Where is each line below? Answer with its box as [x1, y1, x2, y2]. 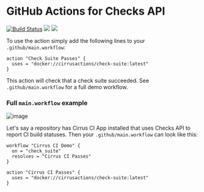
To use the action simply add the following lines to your [6, 37, 145, 44]
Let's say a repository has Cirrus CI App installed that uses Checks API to [6, 124, 191, 132]
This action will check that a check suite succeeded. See [6, 76, 150, 84]
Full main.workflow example [6, 98, 88, 107]
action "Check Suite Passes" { [6, 55, 86, 62]
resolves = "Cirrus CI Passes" [12, 153, 92, 160]
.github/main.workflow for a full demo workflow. [6, 83, 128, 90]
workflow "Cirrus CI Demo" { [6, 142, 81, 149]
